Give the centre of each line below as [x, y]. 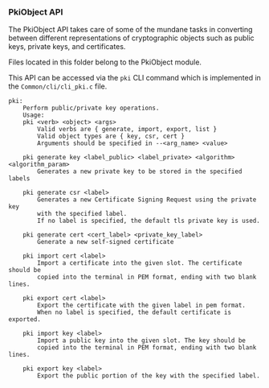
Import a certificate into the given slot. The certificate [140, 263]
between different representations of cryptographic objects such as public [131, 38]
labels [19, 179]
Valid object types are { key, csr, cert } [111, 136]
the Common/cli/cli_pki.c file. [58, 86]
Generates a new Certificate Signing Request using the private [147, 200]
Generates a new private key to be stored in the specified [140, 171]
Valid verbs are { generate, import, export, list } [127, 130]
